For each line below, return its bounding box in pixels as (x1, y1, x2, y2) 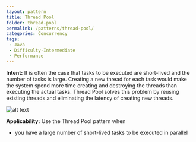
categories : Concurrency (6, 31, 68, 37)
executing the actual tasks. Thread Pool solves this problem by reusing (6, 88, 179, 95)
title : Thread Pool (6, 14, 55, 20)
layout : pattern (6, 8, 46, 15)
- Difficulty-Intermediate (8, 48, 76, 53)
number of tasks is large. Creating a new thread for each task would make (6, 75, 187, 83)
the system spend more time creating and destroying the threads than (6, 81, 177, 89)
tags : (6, 36, 20, 42)
